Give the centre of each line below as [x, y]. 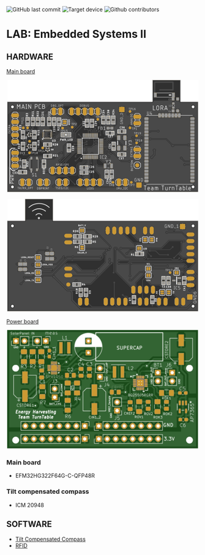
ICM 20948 [30, 505]
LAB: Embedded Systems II [76, 34]
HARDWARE [30, 57]
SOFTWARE [29, 524]
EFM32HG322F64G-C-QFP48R [55, 476]
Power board [23, 321]
